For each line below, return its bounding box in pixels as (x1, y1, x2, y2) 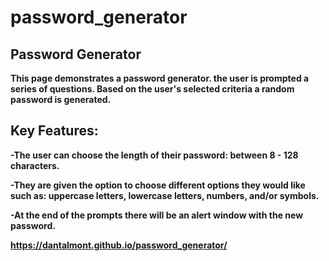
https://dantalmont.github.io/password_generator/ (10, 239, 228, 251)
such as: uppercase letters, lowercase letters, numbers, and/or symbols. (10, 189, 320, 201)
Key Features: (10, 122, 99, 140)
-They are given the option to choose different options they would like (10, 179, 306, 191)
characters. (10, 159, 60, 171)
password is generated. (10, 94, 112, 105)
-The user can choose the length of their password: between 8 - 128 (10, 149, 299, 161)
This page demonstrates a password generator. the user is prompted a (10, 72, 310, 84)
